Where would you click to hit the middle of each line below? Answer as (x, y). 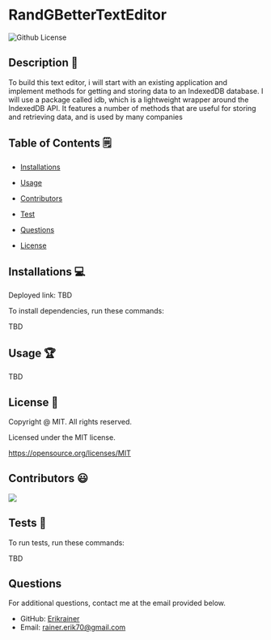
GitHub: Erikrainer (50, 619)
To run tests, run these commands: (67, 542)
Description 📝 (43, 63)
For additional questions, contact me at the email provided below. (117, 603)
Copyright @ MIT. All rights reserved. (70, 422)
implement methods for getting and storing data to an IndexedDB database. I (136, 91)
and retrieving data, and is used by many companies (96, 117)
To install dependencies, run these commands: (86, 311)
